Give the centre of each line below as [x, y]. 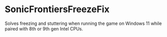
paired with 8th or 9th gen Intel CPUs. [44, 28]
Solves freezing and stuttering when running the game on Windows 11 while [83, 23]
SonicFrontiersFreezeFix [57, 9]
